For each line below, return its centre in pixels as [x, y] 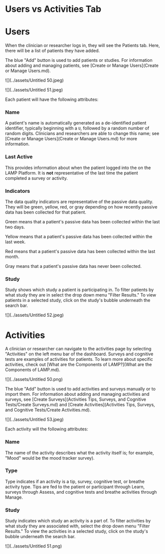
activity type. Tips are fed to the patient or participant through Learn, [75, 487]
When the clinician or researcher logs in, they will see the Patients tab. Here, [82, 45]
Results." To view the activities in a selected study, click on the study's [77, 531]
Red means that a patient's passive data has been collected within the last [80, 252]
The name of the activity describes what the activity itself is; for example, [80, 453]
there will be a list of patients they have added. [52, 51]
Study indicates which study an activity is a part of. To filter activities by [78, 521]
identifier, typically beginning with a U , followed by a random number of [77, 128]
